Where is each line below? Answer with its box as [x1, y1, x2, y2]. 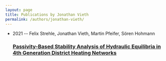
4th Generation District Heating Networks [12, 49, 117, 56]
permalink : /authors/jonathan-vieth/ [5, 17, 85, 22]
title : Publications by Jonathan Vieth [5, 12, 89, 17]
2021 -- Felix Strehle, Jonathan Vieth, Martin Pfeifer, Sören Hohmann [12, 31, 155, 37]
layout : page [5, 7, 33, 13]
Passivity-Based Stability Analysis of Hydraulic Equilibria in [12, 43, 161, 50]
